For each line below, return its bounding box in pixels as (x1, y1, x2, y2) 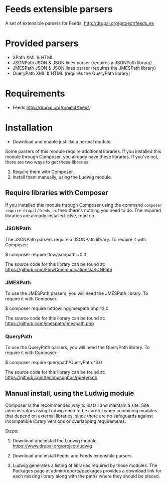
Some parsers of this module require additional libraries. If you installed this (5, 148, 161, 154)
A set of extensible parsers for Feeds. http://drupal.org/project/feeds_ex (5, 20, 154, 26)
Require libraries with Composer (5, 189, 109, 197)
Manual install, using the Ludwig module (5, 389, 134, 397)
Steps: (5, 428, 19, 434)
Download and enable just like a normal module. (12, 138, 112, 144)
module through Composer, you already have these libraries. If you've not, (5, 153, 159, 159)
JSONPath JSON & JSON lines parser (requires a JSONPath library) (12, 59, 152, 66)
